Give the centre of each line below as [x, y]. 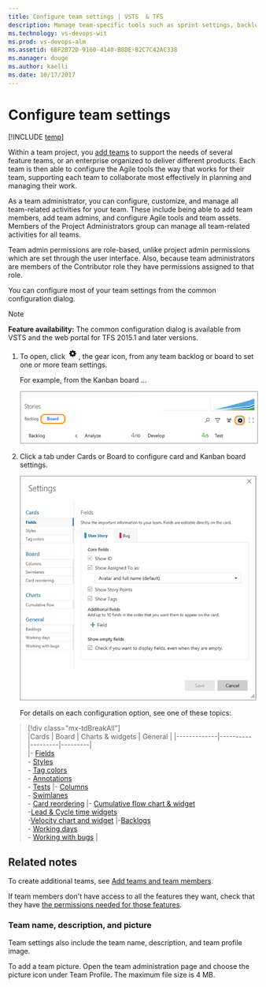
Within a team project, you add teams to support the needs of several [121, 152]
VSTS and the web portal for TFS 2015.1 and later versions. [103, 337]
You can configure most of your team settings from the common [112, 290]
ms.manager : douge [38, 58]
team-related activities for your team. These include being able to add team [131, 209]
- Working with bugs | [63, 837]
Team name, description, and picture [80, 925]
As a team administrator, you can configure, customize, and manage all [123, 200]
